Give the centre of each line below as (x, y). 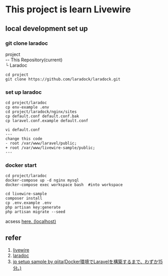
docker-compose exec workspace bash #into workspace (64, 185)
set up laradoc (24, 92)
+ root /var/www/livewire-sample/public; (50, 148)
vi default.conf (23, 130)
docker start (21, 165)
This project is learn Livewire (68, 10)
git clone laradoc (27, 43)
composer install (24, 199)
